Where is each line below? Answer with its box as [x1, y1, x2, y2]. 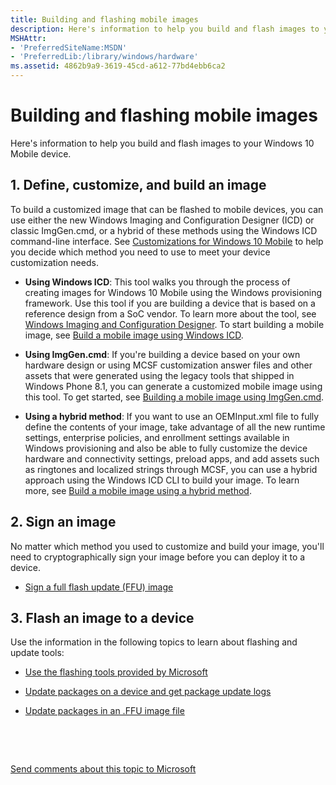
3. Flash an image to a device [10, 609, 195, 626]
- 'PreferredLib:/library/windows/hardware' [10, 52, 199, 62]
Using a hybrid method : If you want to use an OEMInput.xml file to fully [24, 410, 320, 422]
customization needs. [10, 256, 99, 268]
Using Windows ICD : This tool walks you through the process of [24, 276, 291, 288]
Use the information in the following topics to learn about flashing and [10, 636, 298, 648]
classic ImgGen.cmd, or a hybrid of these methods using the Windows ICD [10, 224, 318, 236]
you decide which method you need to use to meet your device [10, 246, 271, 258]
